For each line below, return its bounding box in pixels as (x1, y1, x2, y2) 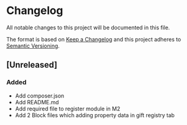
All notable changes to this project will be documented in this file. (6, 24, 171, 31)
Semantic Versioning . (6, 42, 60, 49)
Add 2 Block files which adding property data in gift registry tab (15, 111, 175, 119)
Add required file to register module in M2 (15, 105, 121, 112)
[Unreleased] (6, 60, 58, 70)
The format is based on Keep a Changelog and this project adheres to (6, 35, 182, 43)
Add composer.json (15, 92, 65, 99)
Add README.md (15, 98, 59, 105)
